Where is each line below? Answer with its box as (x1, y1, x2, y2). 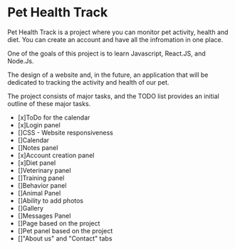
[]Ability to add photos (17, 196, 84, 205)
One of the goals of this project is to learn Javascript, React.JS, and (7, 49, 206, 58)
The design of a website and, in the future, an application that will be (7, 70, 209, 79)
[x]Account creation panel (17, 151, 95, 159)
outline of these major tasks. (7, 99, 91, 107)
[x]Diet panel (17, 158, 56, 167)
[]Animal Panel (17, 189, 61, 197)
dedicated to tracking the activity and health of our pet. (7, 78, 169, 86)
